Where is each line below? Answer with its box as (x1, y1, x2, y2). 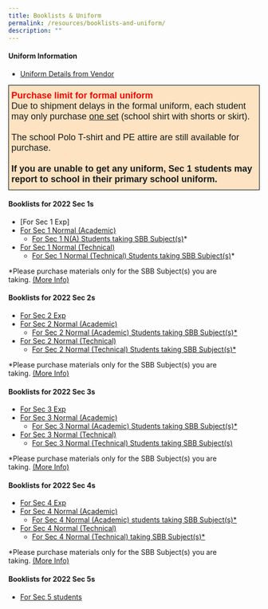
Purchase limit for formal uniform (11, 89, 154, 100)
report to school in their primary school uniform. (11, 173, 218, 184)
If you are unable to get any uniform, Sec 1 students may (11, 163, 253, 174)
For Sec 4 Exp (19, 498, 66, 508)
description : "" (8, 26, 62, 34)
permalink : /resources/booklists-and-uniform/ (8, 19, 166, 27)
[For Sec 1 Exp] (19, 217, 70, 226)
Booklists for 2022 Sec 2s (8, 293, 96, 303)
